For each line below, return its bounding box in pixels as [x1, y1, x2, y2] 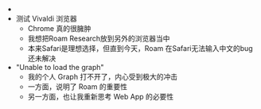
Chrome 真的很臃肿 [27, 24, 92, 33]
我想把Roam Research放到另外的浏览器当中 [27, 33, 170, 43]
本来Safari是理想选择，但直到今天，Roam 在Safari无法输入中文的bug [27, 44, 253, 53]
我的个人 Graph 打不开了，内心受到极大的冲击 [27, 72, 177, 81]
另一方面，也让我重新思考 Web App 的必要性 [27, 92, 174, 101]
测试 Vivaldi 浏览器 [15, 14, 77, 23]
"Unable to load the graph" [15, 63, 105, 72]
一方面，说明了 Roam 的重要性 [27, 82, 127, 91]
